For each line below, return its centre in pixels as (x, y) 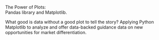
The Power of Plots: (26, 7)
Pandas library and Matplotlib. (36, 12)
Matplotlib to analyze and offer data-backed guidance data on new (74, 27)
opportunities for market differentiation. (46, 32)
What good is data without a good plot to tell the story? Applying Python (79, 22)
